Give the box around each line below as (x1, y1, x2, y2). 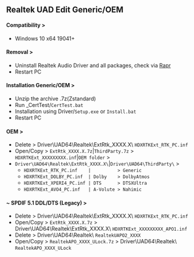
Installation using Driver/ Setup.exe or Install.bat (14, 108, 137, 115)
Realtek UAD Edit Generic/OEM (6, 5, 124, 15)
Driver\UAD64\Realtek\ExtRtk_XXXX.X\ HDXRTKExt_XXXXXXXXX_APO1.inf (14, 225, 187, 232)
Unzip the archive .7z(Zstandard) (14, 95, 97, 102)
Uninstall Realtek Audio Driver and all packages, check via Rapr (14, 62, 171, 69)
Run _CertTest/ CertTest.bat (14, 102, 84, 108)
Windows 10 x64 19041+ (14, 35, 75, 42)
